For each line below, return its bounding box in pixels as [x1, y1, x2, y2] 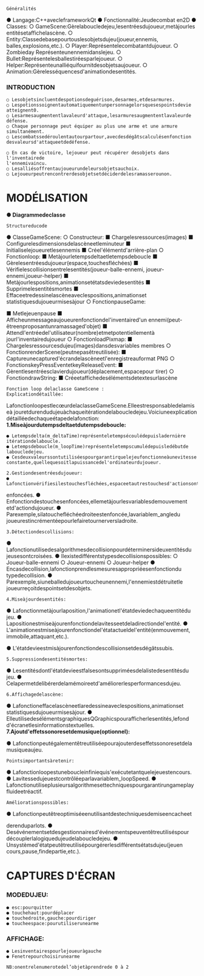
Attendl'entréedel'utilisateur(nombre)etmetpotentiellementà [6, 329, 155, 337]
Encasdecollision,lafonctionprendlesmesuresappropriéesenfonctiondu [6, 565, 182, 573]
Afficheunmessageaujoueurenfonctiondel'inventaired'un [6, 316, 148, 324]
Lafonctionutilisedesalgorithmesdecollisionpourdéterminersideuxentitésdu [6, 546, 192, 553]
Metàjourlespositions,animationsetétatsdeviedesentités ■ [6, 279, 151, 286]
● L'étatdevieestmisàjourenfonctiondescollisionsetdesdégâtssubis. [6, 645, 174, 652]
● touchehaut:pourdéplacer [6, 910, 75, 916]
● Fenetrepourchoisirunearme [6, 954, 80, 960]
